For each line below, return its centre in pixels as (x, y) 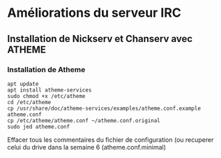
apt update (23, 84)
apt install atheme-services (49, 90)
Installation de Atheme (46, 69)
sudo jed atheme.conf (39, 127)
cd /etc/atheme (29, 102)
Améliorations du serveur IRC (94, 13)
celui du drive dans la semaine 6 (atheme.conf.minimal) (86, 147)
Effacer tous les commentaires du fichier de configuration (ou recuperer (110, 139)
